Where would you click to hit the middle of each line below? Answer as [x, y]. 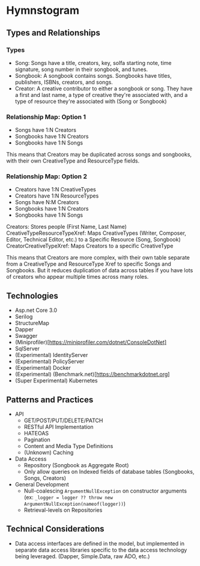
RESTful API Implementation [59, 427]
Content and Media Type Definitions [68, 446]
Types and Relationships [53, 33]
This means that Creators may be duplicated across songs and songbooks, [99, 155]
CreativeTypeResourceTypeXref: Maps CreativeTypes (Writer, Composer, [96, 233]
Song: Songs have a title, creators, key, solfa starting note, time [93, 63]
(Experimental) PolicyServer [50, 361]
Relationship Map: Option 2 [47, 176]
